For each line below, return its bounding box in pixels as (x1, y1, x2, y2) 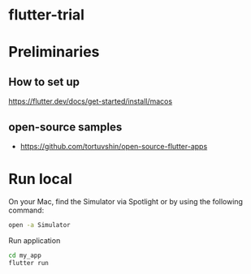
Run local (8, 170, 73, 188)
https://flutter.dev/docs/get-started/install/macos (8, 96, 173, 106)
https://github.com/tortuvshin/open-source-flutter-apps (19, 142, 208, 151)
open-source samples (8, 120, 123, 134)
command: (8, 205, 45, 215)
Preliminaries (8, 43, 100, 62)
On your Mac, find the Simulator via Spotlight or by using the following (8, 196, 244, 206)
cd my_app (8, 251, 42, 259)
